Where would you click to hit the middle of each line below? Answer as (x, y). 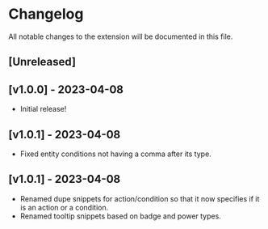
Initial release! (43, 109)
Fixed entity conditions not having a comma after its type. (115, 154)
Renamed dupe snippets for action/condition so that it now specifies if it (140, 198)
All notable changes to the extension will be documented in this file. (121, 36)
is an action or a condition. (64, 207)
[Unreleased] (42, 62)
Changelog (46, 14)
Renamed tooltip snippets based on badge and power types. (121, 216)
